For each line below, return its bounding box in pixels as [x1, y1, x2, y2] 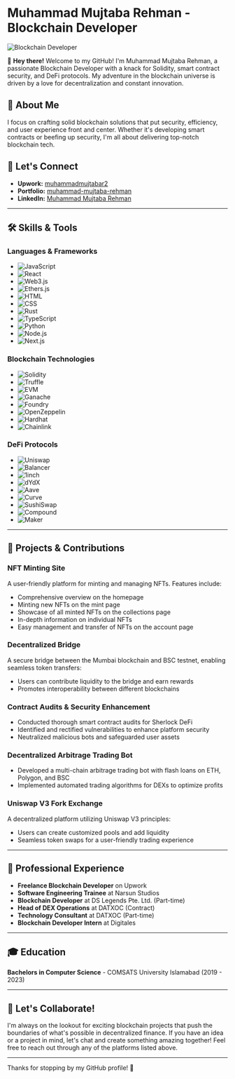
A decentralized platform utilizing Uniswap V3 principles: [7, 815, 171, 823]
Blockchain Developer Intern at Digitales [17, 918, 136, 927]
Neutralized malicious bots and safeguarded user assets [17, 733, 180, 741]
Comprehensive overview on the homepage [17, 592, 144, 601]
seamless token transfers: [7, 663, 82, 672]
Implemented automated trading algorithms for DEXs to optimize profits [17, 781, 224, 789]
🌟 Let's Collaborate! [7, 1003, 96, 1014]
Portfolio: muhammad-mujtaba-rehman [17, 186, 132, 195]
